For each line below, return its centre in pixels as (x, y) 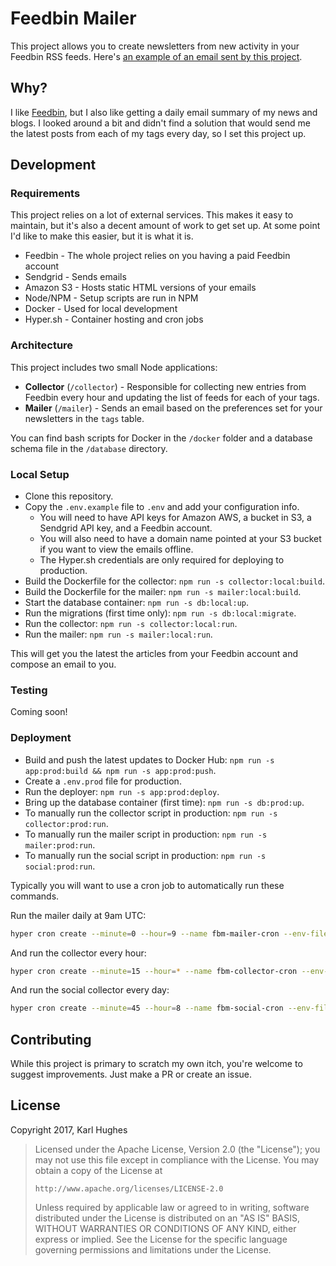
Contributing (51, 1039)
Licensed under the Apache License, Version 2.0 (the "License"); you (177, 1149)
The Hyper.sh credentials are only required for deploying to (162, 560)
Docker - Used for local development (101, 309)
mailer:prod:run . (60, 844)
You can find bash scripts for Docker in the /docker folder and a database (161, 438)
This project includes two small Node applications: (114, 367)
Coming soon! (39, 712)
